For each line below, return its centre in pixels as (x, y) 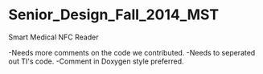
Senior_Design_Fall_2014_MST (114, 15)
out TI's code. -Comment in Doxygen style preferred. (96, 61)
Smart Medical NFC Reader (53, 37)
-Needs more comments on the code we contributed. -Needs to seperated (132, 52)
